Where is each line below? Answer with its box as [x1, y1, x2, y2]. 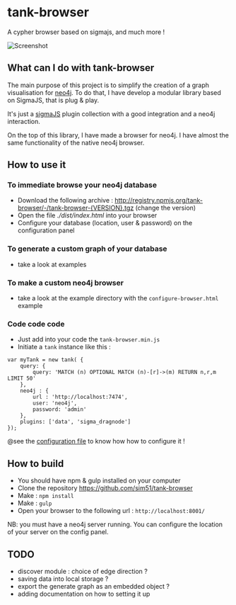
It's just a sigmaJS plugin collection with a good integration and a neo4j [7, 109, 216, 118]
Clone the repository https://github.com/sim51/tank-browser [17, 484, 193, 492]
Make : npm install [17, 492, 74, 500]
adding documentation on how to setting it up [17, 589, 151, 598]
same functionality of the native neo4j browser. [7, 138, 145, 147]
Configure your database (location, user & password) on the [17, 219, 193, 227]
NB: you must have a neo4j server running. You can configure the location [7, 520, 223, 528]
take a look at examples [17, 260, 87, 268]
